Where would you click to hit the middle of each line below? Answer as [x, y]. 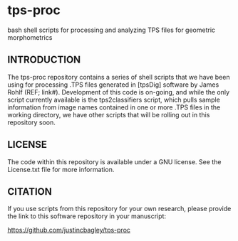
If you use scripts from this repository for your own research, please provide [119, 209]
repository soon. [31, 122]
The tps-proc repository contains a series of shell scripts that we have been [119, 77]
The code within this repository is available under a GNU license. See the [114, 161]
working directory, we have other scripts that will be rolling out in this [109, 114]
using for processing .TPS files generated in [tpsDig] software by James [113, 85]
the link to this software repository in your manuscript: [87, 216]
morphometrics [30, 37]
